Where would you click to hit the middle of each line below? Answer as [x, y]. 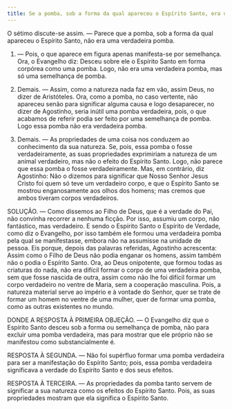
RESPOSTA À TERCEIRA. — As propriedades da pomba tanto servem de [109, 383]
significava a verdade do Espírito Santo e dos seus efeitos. [90, 370]
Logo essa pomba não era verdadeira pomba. [82, 126]
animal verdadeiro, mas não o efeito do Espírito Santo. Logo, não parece [120, 161]
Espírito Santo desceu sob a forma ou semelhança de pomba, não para [108, 327]
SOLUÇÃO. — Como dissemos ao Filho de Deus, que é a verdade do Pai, [110, 211]
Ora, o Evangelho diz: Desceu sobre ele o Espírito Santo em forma [111, 61]
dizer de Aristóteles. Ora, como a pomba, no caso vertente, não [107, 97]
